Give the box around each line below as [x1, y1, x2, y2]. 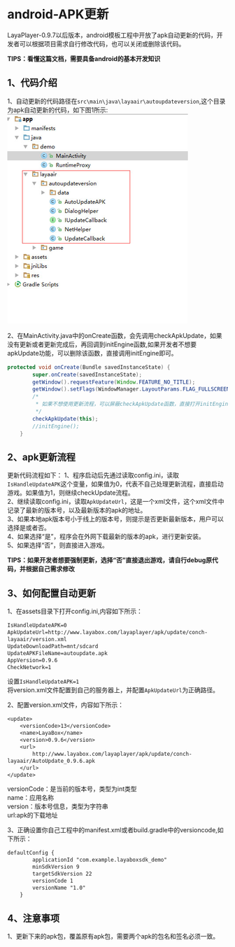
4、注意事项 [7, 912, 60, 924]
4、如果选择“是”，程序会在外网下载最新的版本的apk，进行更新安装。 [7, 533, 205, 541]
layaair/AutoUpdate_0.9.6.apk [7, 757, 96, 765]
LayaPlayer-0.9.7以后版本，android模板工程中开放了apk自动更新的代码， [7, 31, 217, 39]
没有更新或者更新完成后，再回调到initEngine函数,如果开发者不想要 [7, 340, 197, 349]
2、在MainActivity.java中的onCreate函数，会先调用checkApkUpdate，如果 [7, 331, 222, 339]
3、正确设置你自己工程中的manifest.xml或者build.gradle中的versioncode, [7, 826, 218, 834]
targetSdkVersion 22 [32, 871, 92, 878]
